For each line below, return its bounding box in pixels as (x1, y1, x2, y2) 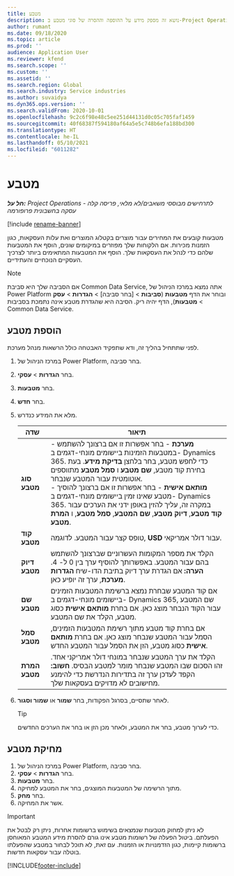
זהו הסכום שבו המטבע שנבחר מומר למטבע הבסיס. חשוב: (50, 660, 223, 670)
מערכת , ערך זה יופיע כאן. (50, 575, 125, 584)
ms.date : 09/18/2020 (7, 29, 68, 37)
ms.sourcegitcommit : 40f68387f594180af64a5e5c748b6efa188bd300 (7, 120, 195, 127)
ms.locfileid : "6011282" (7, 146, 79, 153)
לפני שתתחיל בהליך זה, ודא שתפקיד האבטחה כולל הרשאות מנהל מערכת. (7, 343, 199, 351)
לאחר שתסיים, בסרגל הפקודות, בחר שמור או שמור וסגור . (17, 696, 169, 704)
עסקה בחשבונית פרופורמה (7, 206, 77, 214)
